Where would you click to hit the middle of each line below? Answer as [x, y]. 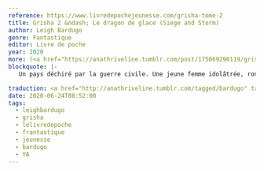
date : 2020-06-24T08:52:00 [52, 95]
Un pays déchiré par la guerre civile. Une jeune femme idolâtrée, [131, 74]
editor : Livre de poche [47, 45]
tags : [17, 103]
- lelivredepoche [44, 125]
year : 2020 [26, 52]
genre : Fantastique [40, 37]
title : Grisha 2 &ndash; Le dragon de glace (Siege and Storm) [114, 23]
